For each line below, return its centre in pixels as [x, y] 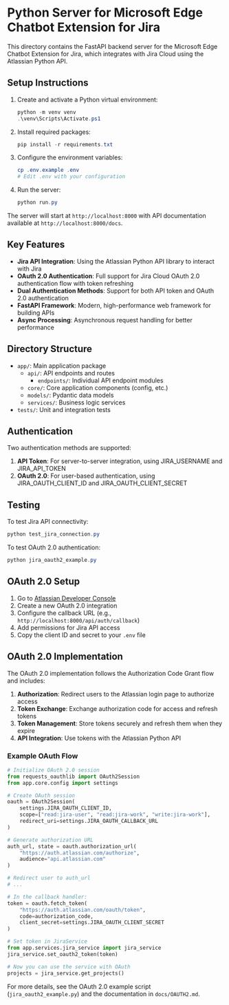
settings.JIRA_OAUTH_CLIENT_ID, [66, 808]
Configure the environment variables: [70, 157]
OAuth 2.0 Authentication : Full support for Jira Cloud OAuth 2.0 [108, 276]
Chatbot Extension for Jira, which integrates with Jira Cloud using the [106, 54]
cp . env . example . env [48, 170]
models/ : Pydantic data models [70, 395]
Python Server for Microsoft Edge [105, 13]
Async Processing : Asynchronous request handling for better [105, 320]
